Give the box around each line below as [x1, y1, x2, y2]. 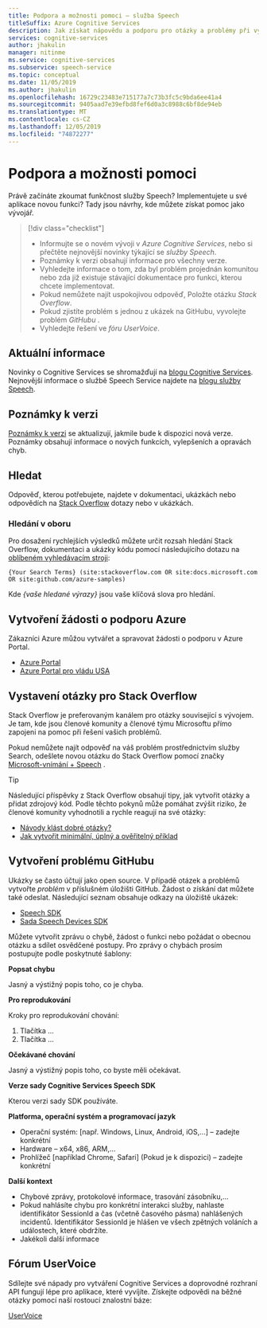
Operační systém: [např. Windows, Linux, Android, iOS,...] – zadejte [19, 1126, 240, 1136]
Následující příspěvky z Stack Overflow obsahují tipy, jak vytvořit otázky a [8, 790, 250, 800]
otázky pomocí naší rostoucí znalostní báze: [8, 1295, 153, 1305]
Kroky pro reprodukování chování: [8, 1010, 119, 1020]
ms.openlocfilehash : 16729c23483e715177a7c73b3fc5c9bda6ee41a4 [8, 93, 222, 101]
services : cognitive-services [8, 33, 109, 42]
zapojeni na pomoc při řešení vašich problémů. [8, 727, 162, 737]
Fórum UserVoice [8, 1257, 97, 1271]
